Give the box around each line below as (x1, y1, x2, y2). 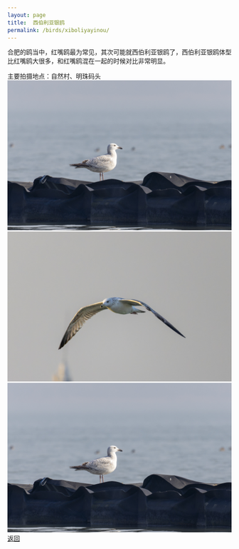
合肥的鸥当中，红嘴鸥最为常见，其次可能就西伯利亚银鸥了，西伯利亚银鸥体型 (7, 48, 232, 56)
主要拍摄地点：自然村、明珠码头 (7, 72, 101, 81)
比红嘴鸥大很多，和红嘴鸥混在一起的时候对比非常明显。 (7, 57, 169, 66)
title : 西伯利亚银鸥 (7, 19, 65, 26)
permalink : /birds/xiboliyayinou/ (7, 26, 110, 34)
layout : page (7, 11, 46, 19)
